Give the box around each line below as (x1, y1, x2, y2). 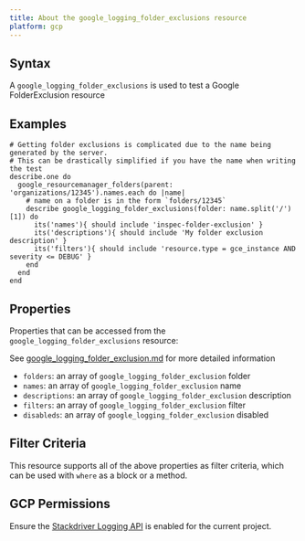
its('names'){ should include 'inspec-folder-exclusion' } (33, 220, 263, 229)
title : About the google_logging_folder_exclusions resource (9, 13, 247, 23)
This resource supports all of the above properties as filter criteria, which (9, 460, 285, 471)
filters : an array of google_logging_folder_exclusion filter (22, 399, 247, 410)
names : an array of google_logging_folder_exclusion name (22, 380, 242, 391)
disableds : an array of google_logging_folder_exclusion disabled (22, 408, 269, 420)
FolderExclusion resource (9, 90, 105, 101)
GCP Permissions (9, 496, 111, 512)
